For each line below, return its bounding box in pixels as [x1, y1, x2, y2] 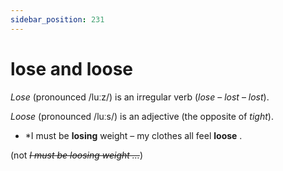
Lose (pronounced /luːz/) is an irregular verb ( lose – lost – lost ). [10, 91, 270, 103]
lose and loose [10, 57, 134, 80]
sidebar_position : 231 [10, 14, 105, 25]
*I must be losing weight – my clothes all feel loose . [24, 129, 243, 141]
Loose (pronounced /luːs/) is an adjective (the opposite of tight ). [10, 110, 274, 122]
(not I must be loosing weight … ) [10, 149, 144, 161]
